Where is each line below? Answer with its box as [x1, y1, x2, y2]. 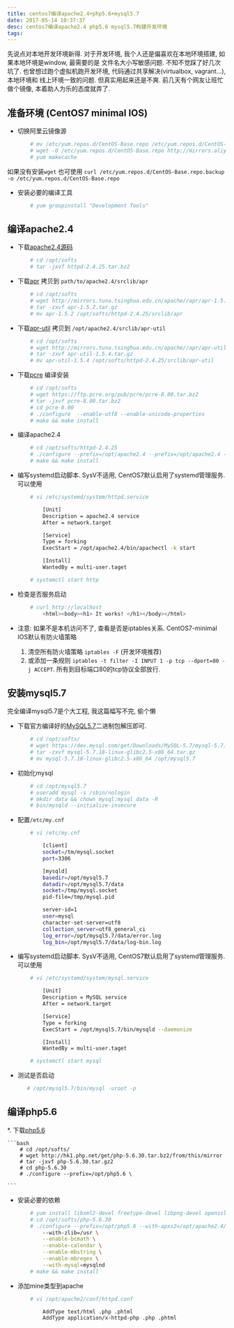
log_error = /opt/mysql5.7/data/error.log [42, 932, 162, 939]
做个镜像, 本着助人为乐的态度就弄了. [7, 84, 111, 93]
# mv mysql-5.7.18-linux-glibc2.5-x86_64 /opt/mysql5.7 [30, 755, 196, 762]
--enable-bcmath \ [42, 1236, 96, 1243]
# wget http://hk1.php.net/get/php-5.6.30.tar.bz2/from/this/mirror [19, 1152, 223, 1159]
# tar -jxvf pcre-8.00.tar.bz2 [30, 397, 121, 405]
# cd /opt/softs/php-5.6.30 [30, 1216, 111, 1223]
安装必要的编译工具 [17, 188, 73, 196]
